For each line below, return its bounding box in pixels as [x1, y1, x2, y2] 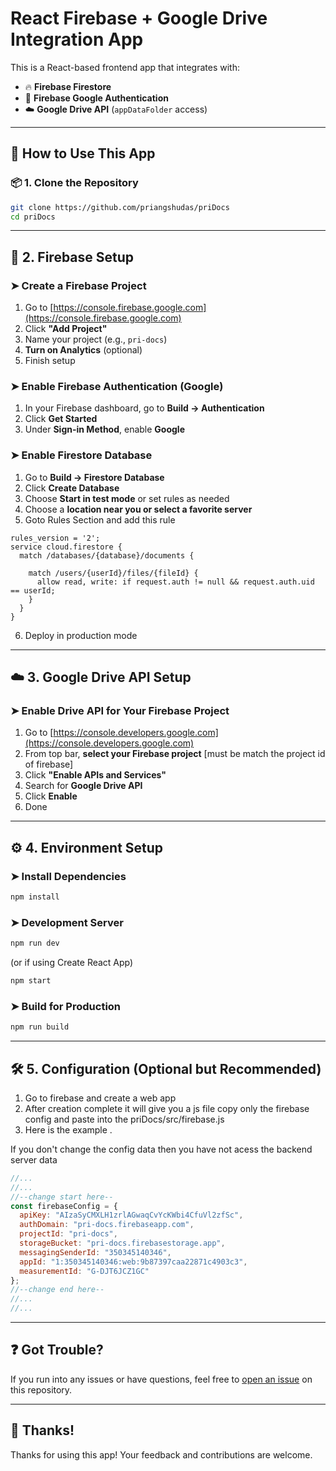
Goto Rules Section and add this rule [24, 513, 176, 526]
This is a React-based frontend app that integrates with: [10, 61, 241, 73]
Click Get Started [24, 413, 98, 425]
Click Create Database [24, 482, 120, 494]
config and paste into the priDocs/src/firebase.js [24, 1113, 225, 1125]
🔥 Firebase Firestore [24, 80, 112, 92]
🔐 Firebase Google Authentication [24, 92, 169, 104]
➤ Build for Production [10, 999, 122, 1013]
